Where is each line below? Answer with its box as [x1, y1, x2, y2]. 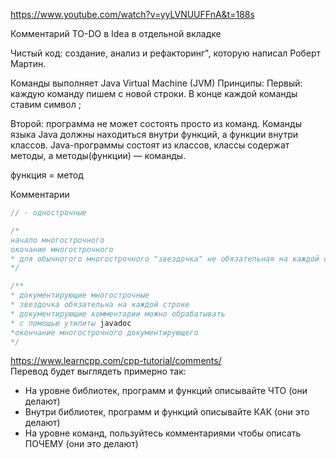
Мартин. [10, 58, 47, 69]
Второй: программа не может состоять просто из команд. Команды [10, 118, 302, 129]
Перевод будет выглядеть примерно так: [10, 365, 187, 378]
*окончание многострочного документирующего [10, 327, 199, 338]
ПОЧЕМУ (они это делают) [24, 438, 139, 450]
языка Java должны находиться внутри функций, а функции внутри [10, 129, 298, 140]
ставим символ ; [10, 99, 82, 110]
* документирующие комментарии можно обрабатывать [10, 309, 226, 319]
